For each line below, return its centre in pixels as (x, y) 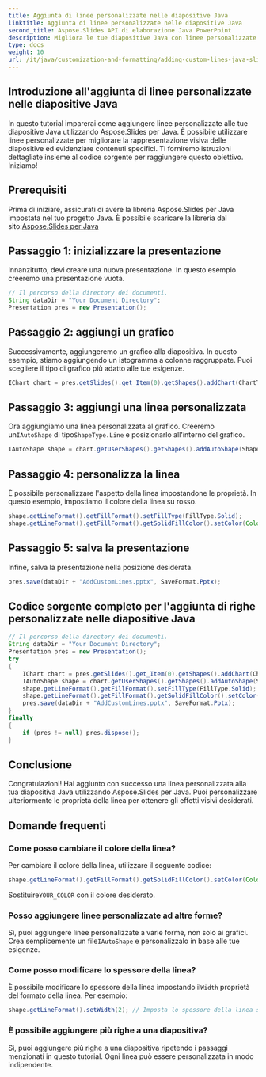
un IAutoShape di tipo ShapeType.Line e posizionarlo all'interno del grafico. (127, 435)
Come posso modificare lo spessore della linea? (102, 970)
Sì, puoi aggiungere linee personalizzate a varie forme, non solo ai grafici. (128, 933)
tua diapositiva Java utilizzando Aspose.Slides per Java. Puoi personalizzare (133, 792)
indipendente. (31, 1064)
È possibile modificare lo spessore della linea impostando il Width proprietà (129, 988)
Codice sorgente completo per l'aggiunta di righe (132, 606)
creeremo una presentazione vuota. (66, 279)
